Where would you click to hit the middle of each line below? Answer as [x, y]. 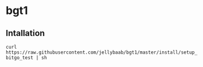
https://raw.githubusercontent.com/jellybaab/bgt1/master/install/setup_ [102, 52]
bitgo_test [20, 58]
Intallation [25, 33]
